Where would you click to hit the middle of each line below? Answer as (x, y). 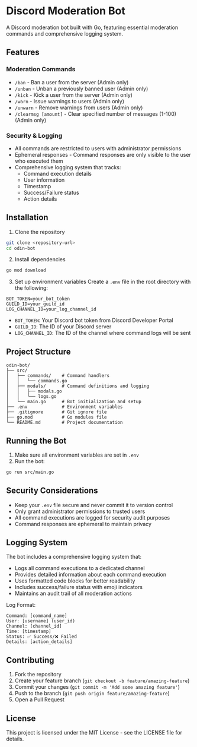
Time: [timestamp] (29, 632)
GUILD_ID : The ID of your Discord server (63, 327)
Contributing (30, 660)
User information (44, 180)
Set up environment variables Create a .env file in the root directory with (103, 282)
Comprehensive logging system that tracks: (68, 167)
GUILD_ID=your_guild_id (35, 304)
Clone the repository (40, 232)
